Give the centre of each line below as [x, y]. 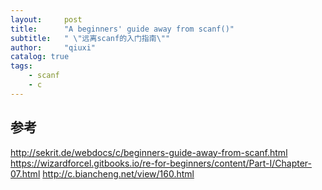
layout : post [46, 19]
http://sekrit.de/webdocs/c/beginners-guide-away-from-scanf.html [149, 152]
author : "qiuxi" [53, 47]
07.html [25, 173]
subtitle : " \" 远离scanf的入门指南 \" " [90, 38]
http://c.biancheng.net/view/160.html [118, 173]
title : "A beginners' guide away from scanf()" [122, 29]
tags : [21, 66]
